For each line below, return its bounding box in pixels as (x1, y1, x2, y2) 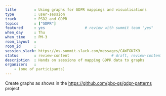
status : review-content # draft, (5, 53, 129, 58)
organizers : (5, 62, 37, 67)
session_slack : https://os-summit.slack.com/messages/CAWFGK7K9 (5, 48, 140, 53)
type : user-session (5, 12, 65, 17)
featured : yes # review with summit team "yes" (5, 26, 154, 31)
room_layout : (5, 39, 37, 44)
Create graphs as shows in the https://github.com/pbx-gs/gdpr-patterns (5, 80, 152, 86)
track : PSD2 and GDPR (5, 16, 68, 21)
